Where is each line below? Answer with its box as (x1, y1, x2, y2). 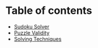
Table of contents (5, 4, 93, 17)
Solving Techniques (13, 35, 62, 42)
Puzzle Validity (13, 29, 50, 36)
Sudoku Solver (13, 23, 50, 30)
